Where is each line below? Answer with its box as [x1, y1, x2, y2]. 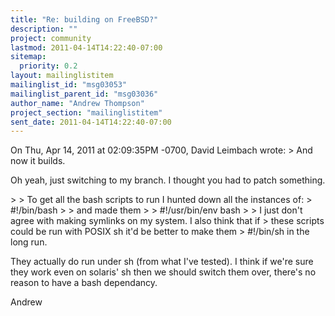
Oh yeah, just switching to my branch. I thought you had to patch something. [10, 174, 326, 186]
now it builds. [10, 155, 66, 167]
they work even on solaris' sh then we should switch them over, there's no [10, 266, 317, 278]
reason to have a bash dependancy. [10, 277, 158, 289]
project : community [10, 33, 92, 43]
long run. [10, 236, 48, 248]
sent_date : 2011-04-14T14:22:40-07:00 [10, 117, 172, 127]
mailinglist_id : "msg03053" [10, 80, 128, 90]
